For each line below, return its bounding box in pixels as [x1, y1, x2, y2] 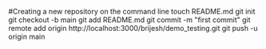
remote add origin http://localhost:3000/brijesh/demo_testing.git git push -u [8, 24, 258, 32]
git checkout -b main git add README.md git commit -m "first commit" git [8, 15, 251, 24]
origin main [8, 32, 46, 41]
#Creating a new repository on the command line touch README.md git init [8, 7, 256, 16]
